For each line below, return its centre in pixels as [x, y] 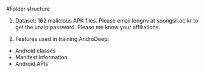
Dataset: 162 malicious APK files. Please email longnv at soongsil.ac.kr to [107, 20]
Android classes [35, 51]
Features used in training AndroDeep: [62, 39]
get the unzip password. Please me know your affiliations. [87, 27]
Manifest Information [41, 57]
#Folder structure [28, 9]
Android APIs [32, 64]
